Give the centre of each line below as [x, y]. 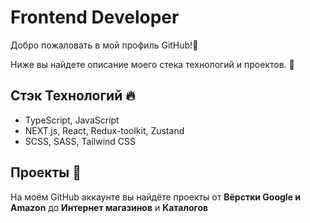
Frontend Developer [95, 17]
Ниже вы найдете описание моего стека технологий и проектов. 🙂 [152, 64]
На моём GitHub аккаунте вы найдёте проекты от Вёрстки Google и [156, 197]
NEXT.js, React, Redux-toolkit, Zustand [104, 130]
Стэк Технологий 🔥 [73, 96]
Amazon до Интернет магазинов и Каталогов [109, 207]
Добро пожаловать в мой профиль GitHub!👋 [104, 45]
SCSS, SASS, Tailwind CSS [80, 141]
